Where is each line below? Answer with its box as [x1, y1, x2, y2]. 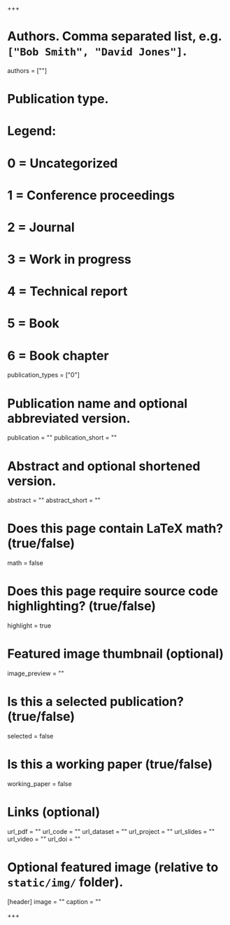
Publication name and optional [7, 396, 188, 411]
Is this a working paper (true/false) [7, 757, 213, 772]
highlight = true [7, 621, 52, 630]
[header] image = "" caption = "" [7, 897, 101, 905]
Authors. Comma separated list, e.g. [7, 29, 222, 44]
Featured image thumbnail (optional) [7, 646, 224, 662]
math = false [7, 559, 43, 567]
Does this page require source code [7, 583, 219, 600]
